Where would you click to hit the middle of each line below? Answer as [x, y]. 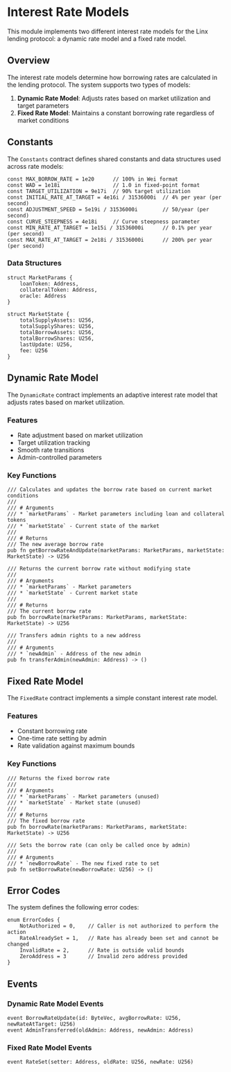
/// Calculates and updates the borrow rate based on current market [110, 490]
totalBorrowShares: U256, [57, 338]
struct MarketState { [38, 314]
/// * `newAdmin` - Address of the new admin [74, 654]
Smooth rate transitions [51, 450]
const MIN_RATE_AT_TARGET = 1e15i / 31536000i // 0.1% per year [110, 228]
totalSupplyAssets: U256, [57, 320]
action [17, 932]
